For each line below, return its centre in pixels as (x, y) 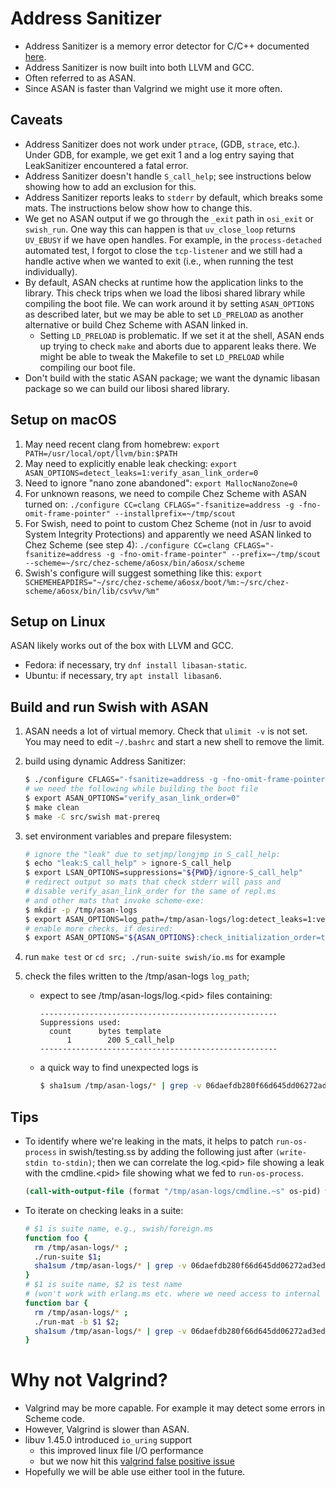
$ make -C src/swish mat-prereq (92, 817)
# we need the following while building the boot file (141, 789)
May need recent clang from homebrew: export (122, 444)
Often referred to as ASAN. (80, 78)
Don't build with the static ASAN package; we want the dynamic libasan (172, 378)
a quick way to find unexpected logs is (119, 1068)
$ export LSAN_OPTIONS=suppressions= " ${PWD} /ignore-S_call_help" (163, 873)
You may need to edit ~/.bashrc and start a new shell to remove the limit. (174, 742)
